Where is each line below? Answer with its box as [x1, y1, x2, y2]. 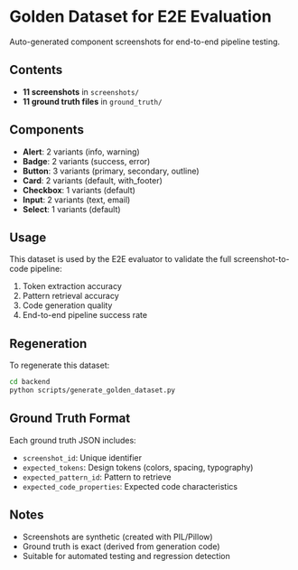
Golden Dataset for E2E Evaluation [9, 6, 273, 27]
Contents [9, 62, 63, 78]
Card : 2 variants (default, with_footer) [22, 174, 163, 186]
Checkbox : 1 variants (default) [22, 184, 135, 195]
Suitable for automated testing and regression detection [22, 550, 230, 561]
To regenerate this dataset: [9, 360, 110, 371]
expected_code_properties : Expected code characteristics [22, 481, 237, 491]
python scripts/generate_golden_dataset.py [9, 386, 176, 395]
